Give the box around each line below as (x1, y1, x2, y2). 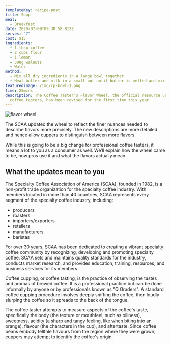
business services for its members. (5, 266, 79, 272)
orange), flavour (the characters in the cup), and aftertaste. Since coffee (5, 323, 157, 329)
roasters (12, 212, 31, 219)
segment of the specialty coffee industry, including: (5, 197, 113, 204)
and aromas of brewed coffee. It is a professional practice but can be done (5, 281, 162, 287)
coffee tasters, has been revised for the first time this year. (10, 97, 152, 102)
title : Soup (5, 12, 31, 17)
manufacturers (12, 228, 44, 235)
